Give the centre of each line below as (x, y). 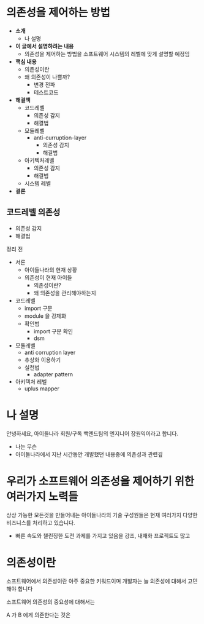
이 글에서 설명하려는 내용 (44, 46)
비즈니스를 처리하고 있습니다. (41, 523)
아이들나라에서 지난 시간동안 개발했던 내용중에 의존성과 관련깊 (89, 454)
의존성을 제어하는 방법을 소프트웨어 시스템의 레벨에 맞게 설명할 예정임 (107, 53)
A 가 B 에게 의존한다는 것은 (39, 615)
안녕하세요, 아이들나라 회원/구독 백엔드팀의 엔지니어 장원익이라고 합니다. (93, 433)
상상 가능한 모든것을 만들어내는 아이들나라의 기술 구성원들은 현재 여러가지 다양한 (102, 515)
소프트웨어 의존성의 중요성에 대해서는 (51, 602)
